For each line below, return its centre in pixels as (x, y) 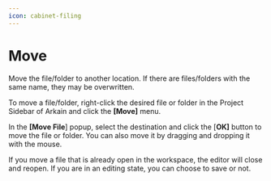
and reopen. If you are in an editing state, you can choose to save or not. (130, 168)
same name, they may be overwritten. (72, 86)
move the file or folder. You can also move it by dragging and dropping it (129, 135)
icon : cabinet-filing (45, 16)
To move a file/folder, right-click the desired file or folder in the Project (126, 103)
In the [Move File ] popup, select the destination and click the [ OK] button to (135, 127)
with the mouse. (35, 144)
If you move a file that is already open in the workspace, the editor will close (135, 159)
